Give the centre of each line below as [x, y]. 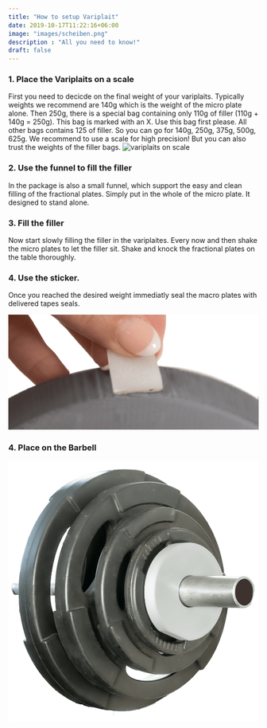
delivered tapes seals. [44, 303]
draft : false [30, 51]
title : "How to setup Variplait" [64, 17]
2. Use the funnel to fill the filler [70, 168]
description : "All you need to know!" [74, 42]
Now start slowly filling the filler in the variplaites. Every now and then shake [133, 241]
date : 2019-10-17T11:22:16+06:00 [64, 25]
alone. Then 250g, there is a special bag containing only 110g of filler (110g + [133, 114]
